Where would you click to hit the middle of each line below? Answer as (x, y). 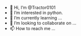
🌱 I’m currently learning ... (36, 18)
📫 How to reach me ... (32, 28)
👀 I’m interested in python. (36, 13)
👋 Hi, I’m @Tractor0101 (33, 8)
